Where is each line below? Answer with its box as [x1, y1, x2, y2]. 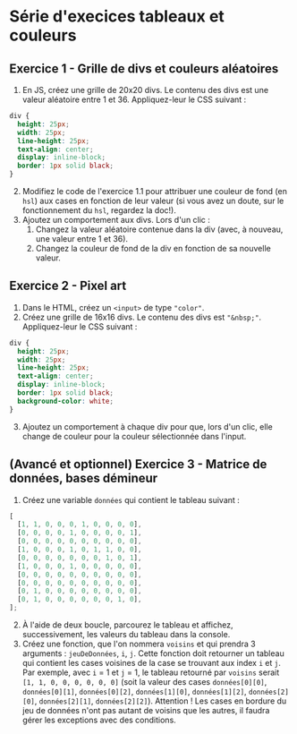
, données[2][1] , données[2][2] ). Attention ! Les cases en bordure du [34, 696, 287, 706]
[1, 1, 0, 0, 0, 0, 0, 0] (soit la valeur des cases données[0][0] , [21, 677, 267, 687]
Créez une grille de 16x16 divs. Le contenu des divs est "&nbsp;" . [21, 312, 262, 322]
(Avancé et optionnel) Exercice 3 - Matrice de [9, 457, 267, 472]
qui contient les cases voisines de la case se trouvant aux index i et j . [21, 658, 282, 668]
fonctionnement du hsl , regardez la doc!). [21, 205, 176, 216]
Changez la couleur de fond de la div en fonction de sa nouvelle [35, 243, 271, 253]
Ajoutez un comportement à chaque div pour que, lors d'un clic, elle [21, 421, 273, 431]
